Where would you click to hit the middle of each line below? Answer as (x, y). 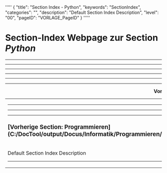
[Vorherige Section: (35, 127)
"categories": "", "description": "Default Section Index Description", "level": (82, 12)
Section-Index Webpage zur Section (82, 38)
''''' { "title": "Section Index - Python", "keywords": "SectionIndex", (73, 7)
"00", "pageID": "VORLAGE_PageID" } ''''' (48, 18)
